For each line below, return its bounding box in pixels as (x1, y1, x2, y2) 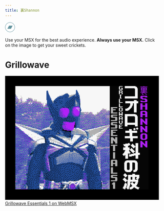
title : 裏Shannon (5, 8, 40, 13)
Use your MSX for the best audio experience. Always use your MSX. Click (5, 37, 155, 43)
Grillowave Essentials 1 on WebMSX (5, 201, 77, 207)
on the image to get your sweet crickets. (5, 42, 86, 48)
